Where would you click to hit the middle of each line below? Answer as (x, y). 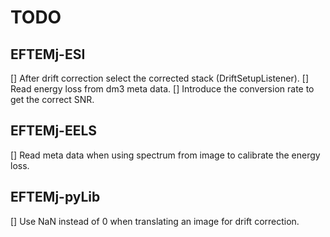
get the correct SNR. (52, 99)
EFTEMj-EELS (54, 131)
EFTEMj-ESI (48, 54)
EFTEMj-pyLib (55, 197)
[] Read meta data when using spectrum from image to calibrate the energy (165, 155)
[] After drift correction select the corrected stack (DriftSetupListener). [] (160, 78)
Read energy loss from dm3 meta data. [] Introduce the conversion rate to (162, 89)
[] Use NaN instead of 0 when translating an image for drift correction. (155, 221)
